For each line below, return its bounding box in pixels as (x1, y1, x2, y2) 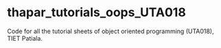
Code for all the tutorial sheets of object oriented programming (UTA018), (7, 27, 214, 35)
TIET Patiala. (7, 34, 43, 42)
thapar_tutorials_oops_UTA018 (7, 5, 187, 20)
